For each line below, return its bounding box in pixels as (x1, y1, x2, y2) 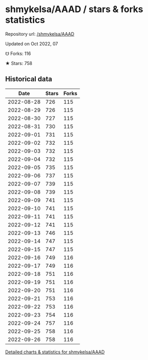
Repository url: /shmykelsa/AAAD (5, 31, 75, 37)
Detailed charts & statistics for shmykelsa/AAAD (5, 349, 105, 355)
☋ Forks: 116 (5, 50, 31, 56)
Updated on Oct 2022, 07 (5, 40, 58, 46)
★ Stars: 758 (5, 60, 33, 66)
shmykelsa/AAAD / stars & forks (5, 4, 143, 15)
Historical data (5, 75, 52, 84)
